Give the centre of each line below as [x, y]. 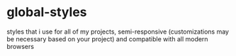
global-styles [47, 12]
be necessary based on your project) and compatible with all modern [107, 38]
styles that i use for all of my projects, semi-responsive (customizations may [118, 31]
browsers [21, 46]
